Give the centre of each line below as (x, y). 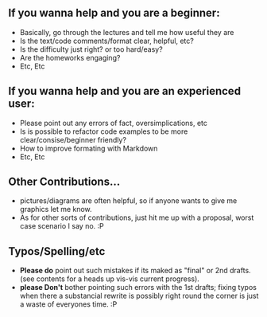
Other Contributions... (64, 182)
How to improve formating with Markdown (89, 148)
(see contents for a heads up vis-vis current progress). (110, 279)
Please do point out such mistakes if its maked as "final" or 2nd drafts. (135, 271)
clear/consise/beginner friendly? (73, 139)
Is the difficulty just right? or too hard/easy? (91, 49)
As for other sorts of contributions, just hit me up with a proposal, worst (137, 217)
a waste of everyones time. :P (68, 304)
